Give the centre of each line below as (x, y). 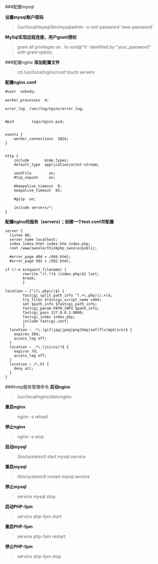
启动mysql (16, 447)
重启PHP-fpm (19, 526)
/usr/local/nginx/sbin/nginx (44, 397)
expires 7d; (26, 351)
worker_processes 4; (27, 100)
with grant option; (35, 52)
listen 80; (21, 235)
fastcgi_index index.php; (49, 317)
